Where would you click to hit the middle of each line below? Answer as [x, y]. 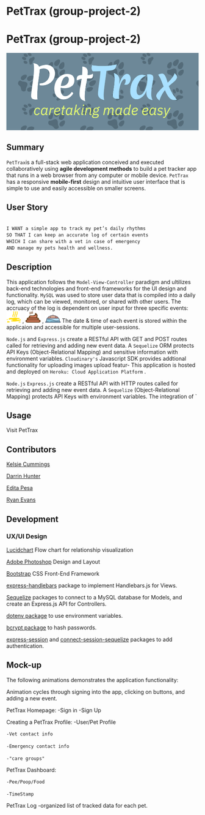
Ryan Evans [21, 500]
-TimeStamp [20, 794]
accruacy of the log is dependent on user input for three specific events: [97, 308]
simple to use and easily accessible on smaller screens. [76, 188]
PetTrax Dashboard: [31, 770]
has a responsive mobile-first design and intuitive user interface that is [96, 181]
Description [29, 267]
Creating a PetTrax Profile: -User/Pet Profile [61, 722]
